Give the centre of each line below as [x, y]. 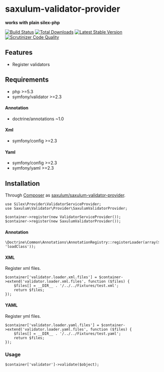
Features [19, 53]
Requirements [27, 80]
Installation [22, 184]
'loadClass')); [20, 247]
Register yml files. [23, 316]
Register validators [31, 64]
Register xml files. [23, 268]
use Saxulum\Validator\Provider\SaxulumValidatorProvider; [66, 208]
